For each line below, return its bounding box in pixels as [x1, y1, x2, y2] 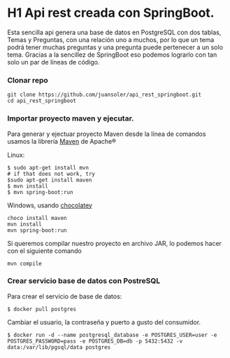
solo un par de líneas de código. [7, 57, 100, 66]
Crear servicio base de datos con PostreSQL [7, 276, 161, 286]
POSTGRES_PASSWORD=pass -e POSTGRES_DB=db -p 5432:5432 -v [7, 338, 183, 345]
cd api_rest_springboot [7, 97, 77, 104]
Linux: [7, 151, 25, 159]
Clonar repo [7, 75, 49, 85]
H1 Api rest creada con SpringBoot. [7, 5, 215, 21]
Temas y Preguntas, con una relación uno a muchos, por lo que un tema [7, 35, 215, 43]
